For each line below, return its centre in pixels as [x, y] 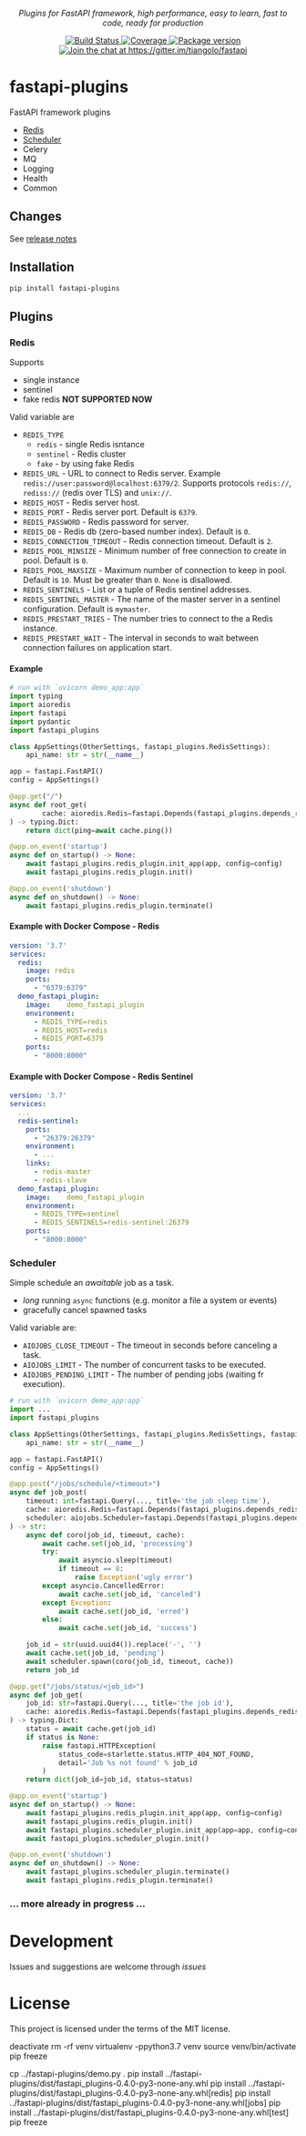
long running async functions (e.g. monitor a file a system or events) [150, 1300]
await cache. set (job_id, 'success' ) [127, 1628]
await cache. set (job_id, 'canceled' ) [130, 1594]
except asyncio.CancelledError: [104, 1586]
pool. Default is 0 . [55, 560]
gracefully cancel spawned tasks [85, 1310]
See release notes [43, 238]
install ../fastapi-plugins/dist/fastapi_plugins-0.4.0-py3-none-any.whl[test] [149, 2112]
